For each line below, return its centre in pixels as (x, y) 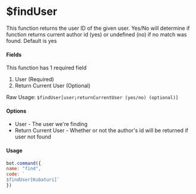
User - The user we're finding (51, 124)
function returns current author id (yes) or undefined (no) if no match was (97, 34)
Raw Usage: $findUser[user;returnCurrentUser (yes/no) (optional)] (92, 97)
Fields (14, 54)
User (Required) (35, 79)
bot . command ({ (24, 163)
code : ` (16, 174)
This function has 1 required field (46, 68)
